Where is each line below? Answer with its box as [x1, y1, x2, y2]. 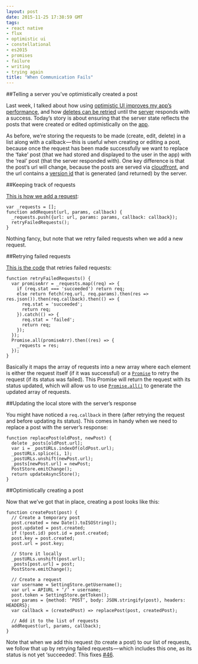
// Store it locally [11, 551, 62, 557]
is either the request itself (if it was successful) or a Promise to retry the [6, 370, 179, 377]
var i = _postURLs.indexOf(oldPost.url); [11, 446, 115, 452]
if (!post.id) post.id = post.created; [11, 530, 110, 537]
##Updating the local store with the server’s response [6, 400, 137, 407]
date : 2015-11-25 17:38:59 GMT [6, 14, 83, 20]
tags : [6, 19, 19, 25]
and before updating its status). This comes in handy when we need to [6, 418, 178, 425]
